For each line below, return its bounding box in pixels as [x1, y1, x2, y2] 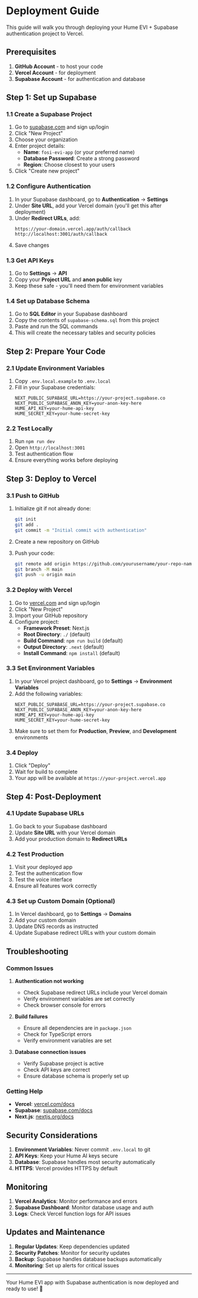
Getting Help [6, 1087, 43, 1095]
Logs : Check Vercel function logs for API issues [14, 1210, 131, 1218]
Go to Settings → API [14, 270, 67, 277]
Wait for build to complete [14, 768, 78, 775]
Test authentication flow [14, 450, 74, 457]
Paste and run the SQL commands [14, 323, 98, 330]
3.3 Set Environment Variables [6, 664, 95, 672]
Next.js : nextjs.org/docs [14, 1113, 74, 1120]
